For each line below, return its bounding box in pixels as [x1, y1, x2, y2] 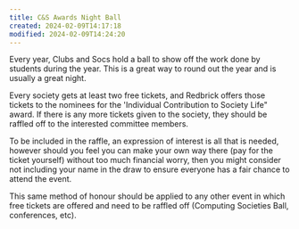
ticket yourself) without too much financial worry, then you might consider [9, 155, 281, 166]
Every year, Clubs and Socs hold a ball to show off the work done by [9, 54, 261, 65]
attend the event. [9, 174, 72, 184]
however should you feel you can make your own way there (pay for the [9, 145, 274, 156]
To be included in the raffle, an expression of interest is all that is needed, [9, 135, 279, 147]
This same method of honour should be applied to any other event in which [9, 191, 286, 201]
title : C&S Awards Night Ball [9, 12, 122, 22]
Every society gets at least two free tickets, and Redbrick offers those [9, 90, 266, 101]
